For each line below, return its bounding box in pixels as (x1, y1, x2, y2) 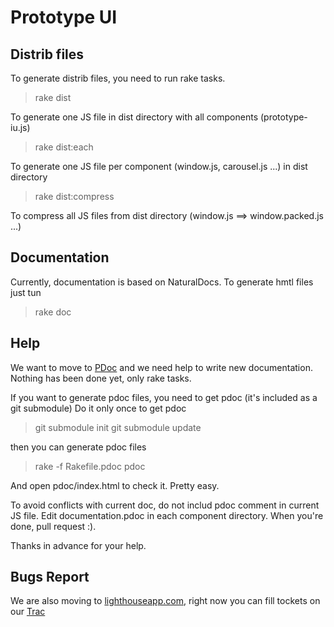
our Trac (10, 606, 46, 618)
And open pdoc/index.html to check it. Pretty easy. (10, 479, 220, 491)
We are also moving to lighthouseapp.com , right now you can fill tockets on (10, 595, 321, 607)
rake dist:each (34, 141, 94, 153)
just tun (10, 286, 42, 298)
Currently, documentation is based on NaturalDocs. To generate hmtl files (10, 276, 314, 288)
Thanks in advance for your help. (10, 539, 147, 551)
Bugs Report (10, 569, 90, 586)
